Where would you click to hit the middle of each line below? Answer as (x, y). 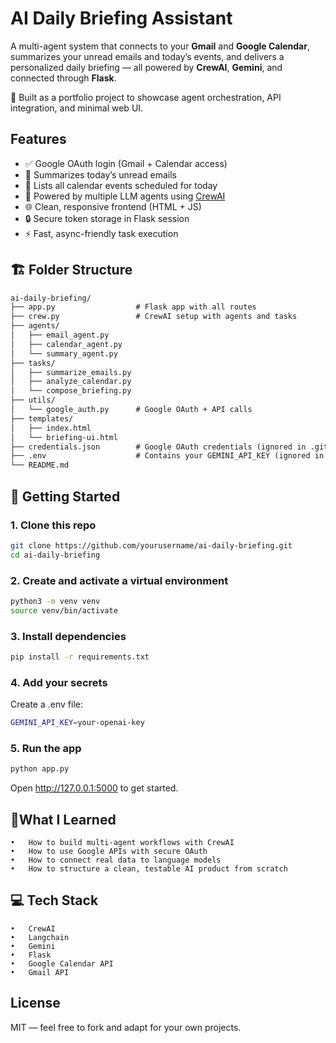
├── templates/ (42, 418)
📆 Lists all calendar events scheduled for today (121, 185)
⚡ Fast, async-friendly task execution (101, 233)
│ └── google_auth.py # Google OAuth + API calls (131, 410)
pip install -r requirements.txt (80, 657)
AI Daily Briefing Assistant (121, 18)
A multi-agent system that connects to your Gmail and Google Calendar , (160, 46)
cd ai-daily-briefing (55, 555)
